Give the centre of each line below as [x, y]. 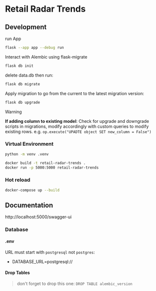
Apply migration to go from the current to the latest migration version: [75, 93]
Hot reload [18, 180]
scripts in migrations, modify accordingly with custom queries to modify [77, 126]
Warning [13, 112]
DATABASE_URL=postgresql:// [42, 261]
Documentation [29, 205]
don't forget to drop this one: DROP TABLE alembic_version [75, 283]
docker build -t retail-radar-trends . [45, 163]
